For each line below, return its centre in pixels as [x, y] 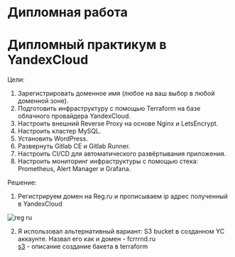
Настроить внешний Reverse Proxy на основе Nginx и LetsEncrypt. [118, 124]
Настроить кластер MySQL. [59, 131]
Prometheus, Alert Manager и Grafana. [74, 169]
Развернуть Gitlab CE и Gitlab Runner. [74, 146]
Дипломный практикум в [87, 45]
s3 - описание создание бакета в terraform [82, 246]
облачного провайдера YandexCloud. [74, 116]
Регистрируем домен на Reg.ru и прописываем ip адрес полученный [123, 197]
